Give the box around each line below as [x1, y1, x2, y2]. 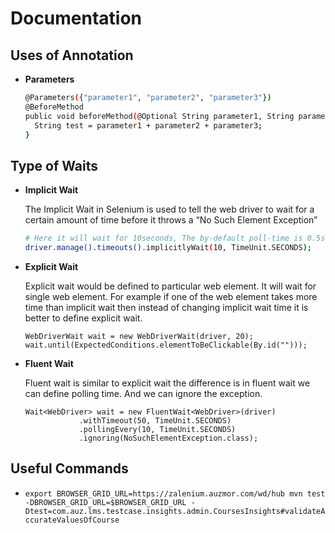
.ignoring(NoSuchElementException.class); [78, 433, 259, 443]
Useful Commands [10, 460, 129, 477]
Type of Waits [10, 157, 99, 174]
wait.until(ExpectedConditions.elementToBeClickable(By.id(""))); [24, 340, 308, 350]
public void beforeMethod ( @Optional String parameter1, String [24, 111, 295, 121]
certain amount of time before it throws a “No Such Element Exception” [24, 214, 318, 226]
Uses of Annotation [10, 47, 134, 64]
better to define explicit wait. [24, 312, 143, 324]
